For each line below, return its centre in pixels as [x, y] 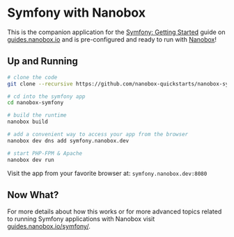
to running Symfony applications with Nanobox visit [81, 219]
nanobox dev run [31, 160]
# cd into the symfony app [46, 96]
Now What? [33, 195]
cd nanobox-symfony [36, 103]
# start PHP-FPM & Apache [45, 153]
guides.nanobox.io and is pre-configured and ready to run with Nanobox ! [112, 39]
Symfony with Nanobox [77, 13]
